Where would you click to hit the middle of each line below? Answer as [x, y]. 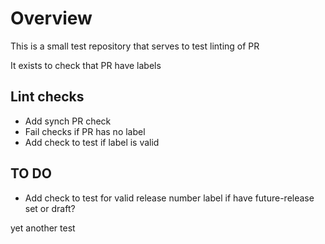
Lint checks [47, 97]
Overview [51, 18]
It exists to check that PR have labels [86, 65]
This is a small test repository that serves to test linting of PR [135, 46]
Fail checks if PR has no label [85, 131]
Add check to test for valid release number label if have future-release [169, 198]
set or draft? [50, 208]
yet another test [43, 228]
